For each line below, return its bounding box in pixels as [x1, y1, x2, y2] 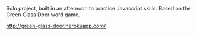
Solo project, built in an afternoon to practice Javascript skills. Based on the [6, 5, 191, 12]
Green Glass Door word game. [6, 11, 80, 18]
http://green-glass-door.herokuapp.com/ [6, 23, 106, 29]
